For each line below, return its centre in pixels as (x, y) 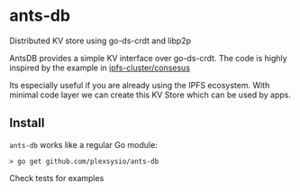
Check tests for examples (57, 178)
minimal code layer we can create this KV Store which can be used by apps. (150, 95)
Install (27, 123)
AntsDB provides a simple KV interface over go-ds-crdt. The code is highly (148, 58)
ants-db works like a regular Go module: (83, 144)
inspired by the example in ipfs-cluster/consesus (100, 68)
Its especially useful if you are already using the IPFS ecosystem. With (140, 85)
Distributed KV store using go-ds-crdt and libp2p (100, 41)
